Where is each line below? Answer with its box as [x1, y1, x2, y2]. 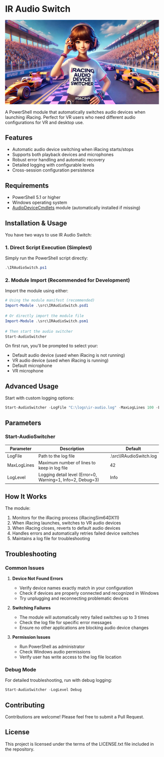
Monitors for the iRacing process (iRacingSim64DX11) [12, 515, 120, 521]
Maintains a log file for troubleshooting [12, 536, 90, 541]
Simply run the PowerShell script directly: [5, 255, 88, 261]
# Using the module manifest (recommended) [5, 298, 95, 303]
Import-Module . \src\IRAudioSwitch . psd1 [5, 303, 89, 308]
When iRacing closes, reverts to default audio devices [12, 525, 121, 531]
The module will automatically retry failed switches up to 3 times [19, 614, 149, 620]
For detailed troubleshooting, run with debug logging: [5, 677, 112, 683]
